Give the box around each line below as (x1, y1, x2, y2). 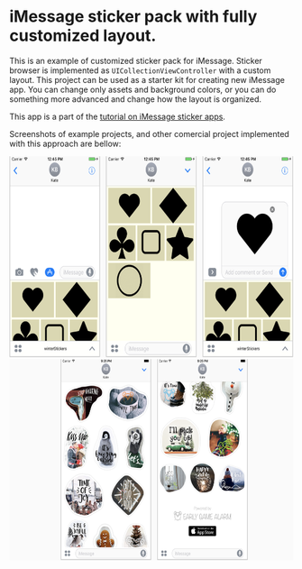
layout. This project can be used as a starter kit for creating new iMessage (9, 74, 286, 85)
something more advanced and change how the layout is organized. (9, 93, 262, 105)
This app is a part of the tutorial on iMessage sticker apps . (9, 111, 225, 122)
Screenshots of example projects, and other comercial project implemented (9, 128, 290, 139)
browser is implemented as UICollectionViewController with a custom (9, 65, 271, 76)
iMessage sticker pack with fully (9, 6, 258, 27)
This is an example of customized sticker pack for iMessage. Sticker (9, 55, 263, 66)
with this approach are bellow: (9, 138, 122, 149)
